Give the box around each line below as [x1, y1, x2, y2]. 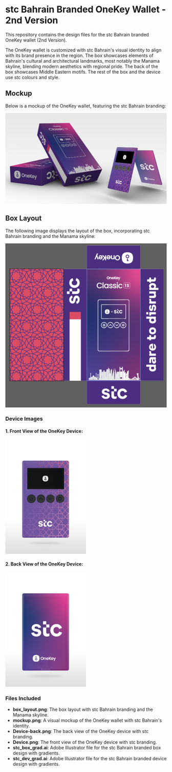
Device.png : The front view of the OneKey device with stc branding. [12, 739, 157, 745]
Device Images [5, 415, 44, 422]
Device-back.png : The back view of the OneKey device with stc [12, 728, 149, 735]
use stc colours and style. [5, 74, 60, 80]
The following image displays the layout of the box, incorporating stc [5, 228, 150, 234]
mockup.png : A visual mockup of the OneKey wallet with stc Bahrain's [12, 718, 162, 724]
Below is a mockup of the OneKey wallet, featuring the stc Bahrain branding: [5, 103, 166, 109]
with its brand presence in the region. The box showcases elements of [5, 52, 154, 59]
